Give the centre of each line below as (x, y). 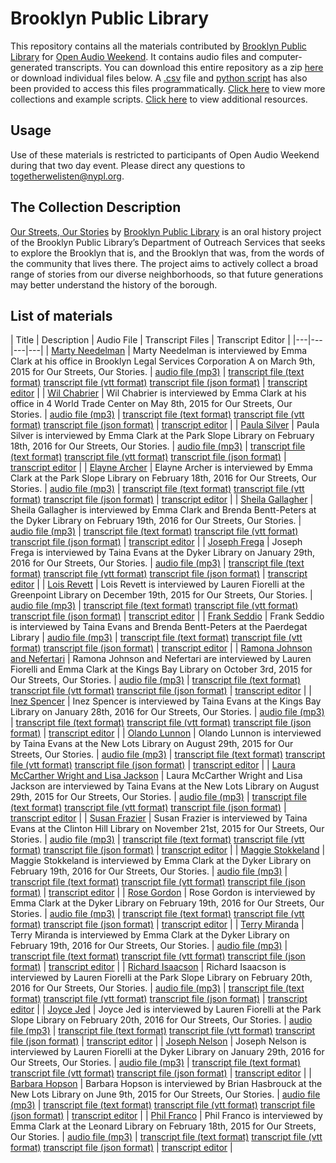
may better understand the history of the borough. (114, 284)
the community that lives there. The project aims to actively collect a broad (164, 263)
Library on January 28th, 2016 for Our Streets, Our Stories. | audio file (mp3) (167, 712)
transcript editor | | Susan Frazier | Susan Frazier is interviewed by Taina (159, 818)
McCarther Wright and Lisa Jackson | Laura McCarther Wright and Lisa (156, 776)
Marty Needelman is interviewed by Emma (220, 351)
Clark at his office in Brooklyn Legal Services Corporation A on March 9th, (163, 361)
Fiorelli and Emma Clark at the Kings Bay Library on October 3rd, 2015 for (161, 669)
